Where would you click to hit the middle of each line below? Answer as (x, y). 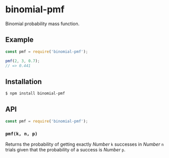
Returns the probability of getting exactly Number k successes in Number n (84, 144)
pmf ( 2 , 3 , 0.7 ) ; (23, 61)
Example (19, 40)
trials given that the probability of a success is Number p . (65, 150)
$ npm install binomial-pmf (35, 93)
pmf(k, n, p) (22, 134)
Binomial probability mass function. (43, 24)
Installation (24, 81)
